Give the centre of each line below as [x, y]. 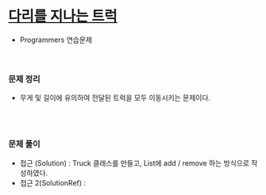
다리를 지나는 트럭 [63, 16]
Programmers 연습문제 [56, 40]
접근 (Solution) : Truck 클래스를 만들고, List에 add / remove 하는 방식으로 [135, 162]
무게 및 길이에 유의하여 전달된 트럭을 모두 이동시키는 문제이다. [115, 98]
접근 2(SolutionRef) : [53, 182]
